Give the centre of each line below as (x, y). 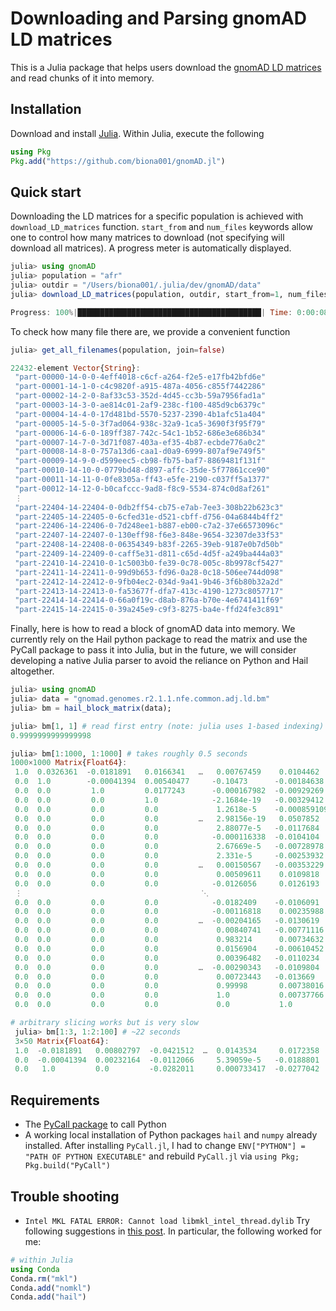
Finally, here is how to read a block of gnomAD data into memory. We (153, 629)
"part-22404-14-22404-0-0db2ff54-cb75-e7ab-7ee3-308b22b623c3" (149, 507)
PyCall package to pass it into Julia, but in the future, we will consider (153, 650)
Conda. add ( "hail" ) (48, 1297)
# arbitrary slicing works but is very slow (104, 1023)
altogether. (32, 671)
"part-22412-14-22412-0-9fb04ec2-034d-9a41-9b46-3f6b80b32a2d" (149, 582)
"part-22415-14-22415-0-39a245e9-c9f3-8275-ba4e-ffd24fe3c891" (149, 610)
